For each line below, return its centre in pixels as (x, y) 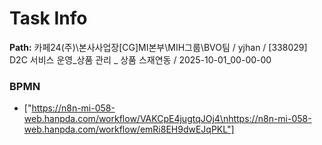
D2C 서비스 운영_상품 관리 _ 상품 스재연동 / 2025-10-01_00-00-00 (140, 59)
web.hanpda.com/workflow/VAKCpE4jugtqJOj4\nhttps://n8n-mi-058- (167, 119)
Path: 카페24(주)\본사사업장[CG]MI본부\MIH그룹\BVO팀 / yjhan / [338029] (158, 47)
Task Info (48, 18)
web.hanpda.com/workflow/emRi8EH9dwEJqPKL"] (129, 129)
